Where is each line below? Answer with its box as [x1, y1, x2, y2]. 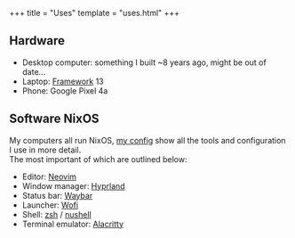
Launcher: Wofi [21, 200, 78, 210]
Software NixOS [9, 111, 100, 127]
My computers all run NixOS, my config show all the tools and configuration [9, 135, 286, 145]
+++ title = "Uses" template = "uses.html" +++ [9, 8, 180, 18]
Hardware [9, 33, 65, 48]
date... [21, 66, 46, 77]
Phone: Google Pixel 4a [21, 85, 108, 96]
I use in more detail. [9, 144, 82, 155]
